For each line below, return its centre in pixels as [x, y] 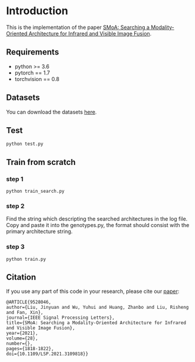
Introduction [37, 11]
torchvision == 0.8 [37, 79]
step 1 [15, 179]
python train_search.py [35, 191]
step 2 [15, 206]
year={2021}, [22, 333]
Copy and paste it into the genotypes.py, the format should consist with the [98, 225]
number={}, [19, 344]
